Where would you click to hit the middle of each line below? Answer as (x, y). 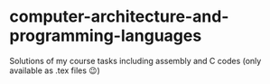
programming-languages (106, 36)
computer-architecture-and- (119, 17)
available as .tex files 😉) (55, 70)
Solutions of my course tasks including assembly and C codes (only (135, 61)
